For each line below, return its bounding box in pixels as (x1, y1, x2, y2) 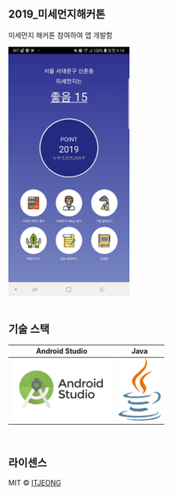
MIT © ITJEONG (8, 477, 61, 487)
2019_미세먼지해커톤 (8, 7, 106, 22)
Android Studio (35, 346, 88, 356)
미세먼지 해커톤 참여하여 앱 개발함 (8, 30, 113, 40)
